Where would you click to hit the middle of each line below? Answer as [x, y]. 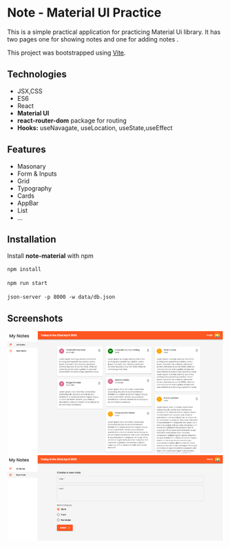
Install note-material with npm [51, 256]
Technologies [37, 74]
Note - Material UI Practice [84, 13]
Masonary [31, 166]
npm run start [28, 284]
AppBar [28, 203]
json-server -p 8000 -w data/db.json [61, 297]
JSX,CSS [30, 91]
